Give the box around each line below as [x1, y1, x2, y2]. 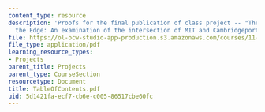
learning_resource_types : [8, 48, 93, 56]
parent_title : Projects [8, 63, 87, 71]
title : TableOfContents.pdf [8, 84, 101, 93]
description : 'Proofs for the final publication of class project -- [8, 19, 242, 27]
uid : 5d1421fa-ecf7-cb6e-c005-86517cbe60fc [8, 92, 154, 100]
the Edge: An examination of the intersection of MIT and [15, 26, 211, 34]
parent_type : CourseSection [8, 70, 101, 78]
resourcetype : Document [8, 77, 87, 85]
